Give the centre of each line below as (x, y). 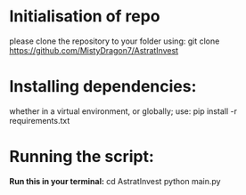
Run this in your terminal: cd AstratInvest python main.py (115, 181)
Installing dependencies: (103, 87)
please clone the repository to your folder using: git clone (115, 41)
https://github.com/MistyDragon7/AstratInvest (94, 50)
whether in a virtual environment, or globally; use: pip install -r (123, 111)
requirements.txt (40, 120)
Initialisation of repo (85, 16)
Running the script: (82, 157)
